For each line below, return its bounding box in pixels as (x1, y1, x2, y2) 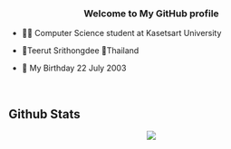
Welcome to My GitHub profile (83, 7, 219, 20)
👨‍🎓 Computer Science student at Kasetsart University (21, 28, 222, 39)
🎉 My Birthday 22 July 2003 (21, 62, 127, 74)
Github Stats (8, 107, 81, 122)
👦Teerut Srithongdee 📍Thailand (21, 45, 140, 56)
